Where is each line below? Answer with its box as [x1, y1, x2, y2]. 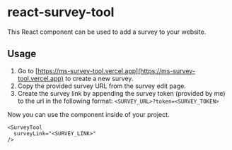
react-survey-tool [7, 4, 115, 20]
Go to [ [17, 66, 38, 75]
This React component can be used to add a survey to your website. [7, 27, 207, 36]
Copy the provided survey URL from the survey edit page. [17, 82, 186, 90]
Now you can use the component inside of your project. [7, 110, 170, 118]
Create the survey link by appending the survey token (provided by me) [17, 89, 226, 97]
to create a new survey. [64, 74, 134, 82]
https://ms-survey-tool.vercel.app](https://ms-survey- [37, 66, 196, 75]
